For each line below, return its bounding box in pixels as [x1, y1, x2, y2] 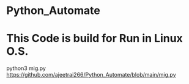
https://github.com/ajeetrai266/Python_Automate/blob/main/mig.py [6, 71, 176, 79]
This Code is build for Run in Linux [6, 32, 183, 46]
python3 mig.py [6, 65, 46, 72]
